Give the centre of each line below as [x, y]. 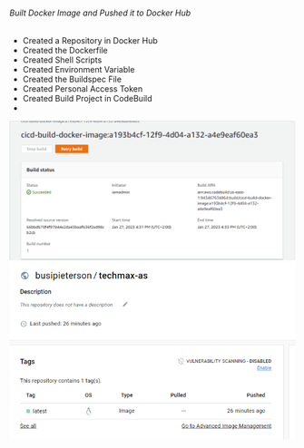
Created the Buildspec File [72, 79]
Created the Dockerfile [65, 51]
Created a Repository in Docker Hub [90, 41]
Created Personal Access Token [83, 89]
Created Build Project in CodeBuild [87, 99]
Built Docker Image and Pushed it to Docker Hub [100, 13]
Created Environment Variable [78, 70]
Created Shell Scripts [62, 60]
